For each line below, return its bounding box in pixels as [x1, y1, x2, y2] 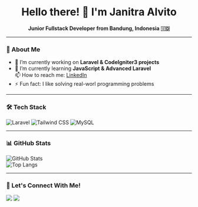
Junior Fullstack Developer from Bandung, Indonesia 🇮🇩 [28, 25, 170, 32]
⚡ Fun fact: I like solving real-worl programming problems [14, 81, 154, 88]
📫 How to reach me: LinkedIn [14, 72, 87, 79]
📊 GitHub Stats [6, 139, 51, 148]
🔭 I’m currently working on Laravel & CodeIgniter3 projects [14, 59, 160, 66]
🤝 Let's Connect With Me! [6, 181, 81, 189]
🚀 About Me [6, 45, 41, 54]
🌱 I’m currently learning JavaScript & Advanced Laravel [14, 65, 151, 72]
